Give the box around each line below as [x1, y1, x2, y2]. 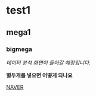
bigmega [6, 45, 33, 53]
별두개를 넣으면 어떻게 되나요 [6, 72, 73, 79]
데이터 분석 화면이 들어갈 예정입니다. [6, 59, 91, 66]
